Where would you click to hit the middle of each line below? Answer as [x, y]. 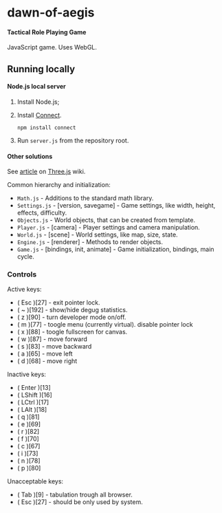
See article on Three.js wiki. [46, 172]
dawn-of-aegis [51, 13]
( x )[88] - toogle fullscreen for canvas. [72, 332]
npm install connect [46, 128]
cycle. [25, 256]
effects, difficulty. [42, 213]
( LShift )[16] [35, 395]
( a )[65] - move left [45, 354]
